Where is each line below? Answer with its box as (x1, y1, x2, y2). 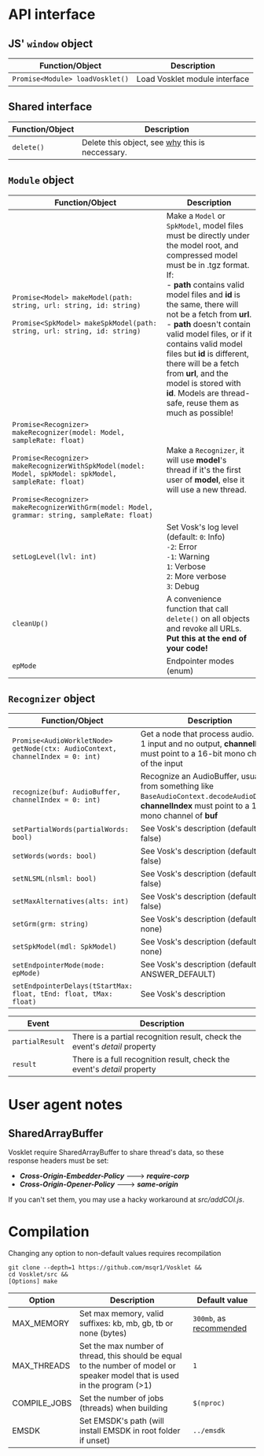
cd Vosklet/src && (8, 1271, 68, 1279)
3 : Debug (166, 581, 200, 592)
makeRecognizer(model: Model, (12, 428, 126, 436)
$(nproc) (192, 1398, 225, 1408)
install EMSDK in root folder (79, 1425, 181, 1436)
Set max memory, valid (79, 1308, 164, 1319)
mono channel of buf (140, 810, 218, 821)
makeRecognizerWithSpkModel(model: (12, 461, 145, 470)
